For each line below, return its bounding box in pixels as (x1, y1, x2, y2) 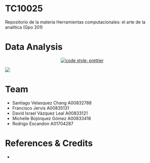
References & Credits (5, 138, 93, 149)
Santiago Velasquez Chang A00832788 (12, 100, 92, 105)
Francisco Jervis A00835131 (12, 105, 69, 111)
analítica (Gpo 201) (5, 24, 43, 30)
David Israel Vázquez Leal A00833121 (12, 110, 88, 116)
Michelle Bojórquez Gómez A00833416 (12, 115, 91, 121)
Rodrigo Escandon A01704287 (12, 121, 74, 126)
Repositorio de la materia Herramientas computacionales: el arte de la (5, 19, 146, 25)
